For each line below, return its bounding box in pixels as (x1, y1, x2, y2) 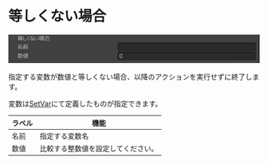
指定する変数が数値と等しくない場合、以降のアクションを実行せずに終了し (8, 72, 253, 82)
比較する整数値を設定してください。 (39, 144, 159, 154)
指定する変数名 (39, 131, 89, 140)
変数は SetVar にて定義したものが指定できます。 (8, 99, 163, 108)
